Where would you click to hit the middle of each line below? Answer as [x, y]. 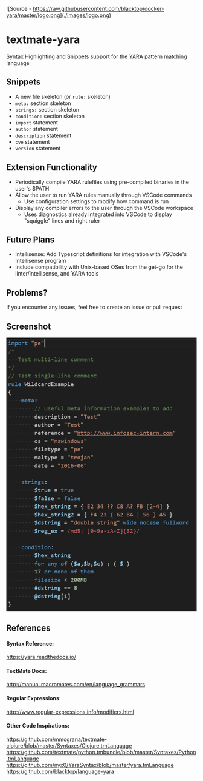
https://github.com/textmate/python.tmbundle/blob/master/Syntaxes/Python [101, 752]
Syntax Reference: [30, 643]
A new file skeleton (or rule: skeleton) [63, 96]
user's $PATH [32, 188]
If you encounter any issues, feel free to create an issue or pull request [94, 307]
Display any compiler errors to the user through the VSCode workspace [104, 208]
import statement [37, 122]
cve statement [32, 141]
